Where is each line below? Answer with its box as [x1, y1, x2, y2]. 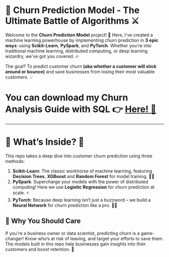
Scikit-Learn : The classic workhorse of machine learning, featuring [12, 168, 152, 174]
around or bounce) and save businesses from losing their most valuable [5, 68, 155, 74]
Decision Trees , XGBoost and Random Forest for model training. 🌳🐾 [12, 173, 155, 179]
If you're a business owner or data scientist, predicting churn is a [5, 230, 140, 236]
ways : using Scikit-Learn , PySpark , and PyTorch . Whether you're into [5, 42, 152, 48]
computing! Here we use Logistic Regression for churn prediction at [12, 184, 155, 190]
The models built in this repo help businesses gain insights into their [5, 241, 146, 247]
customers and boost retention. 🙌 [5, 246, 74, 252]
